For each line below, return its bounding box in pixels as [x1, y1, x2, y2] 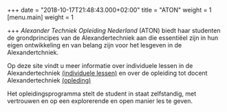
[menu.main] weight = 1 [7, 13, 74, 21]
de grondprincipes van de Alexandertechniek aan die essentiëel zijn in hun [7, 34, 219, 42]
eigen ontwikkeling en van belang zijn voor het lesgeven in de [7, 41, 182, 49]
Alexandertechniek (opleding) [7, 76, 91, 85]
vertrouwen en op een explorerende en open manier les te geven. [7, 97, 193, 105]
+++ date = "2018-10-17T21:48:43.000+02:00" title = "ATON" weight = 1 [7, 6, 212, 14]
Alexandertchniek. [7, 48, 59, 56]
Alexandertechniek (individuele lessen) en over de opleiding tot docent [7, 69, 208, 77]
